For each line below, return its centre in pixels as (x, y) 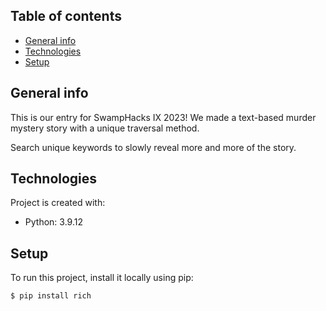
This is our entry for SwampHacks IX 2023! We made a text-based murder (163, 117)
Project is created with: (58, 203)
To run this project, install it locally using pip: (102, 278)
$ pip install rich (51, 296)
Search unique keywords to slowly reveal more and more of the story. (153, 147)
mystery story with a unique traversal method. (105, 128)
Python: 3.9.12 (53, 222)
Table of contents (66, 16)
